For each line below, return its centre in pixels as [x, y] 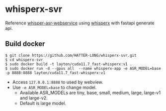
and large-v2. [34, 98]
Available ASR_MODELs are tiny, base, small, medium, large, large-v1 [90, 93]
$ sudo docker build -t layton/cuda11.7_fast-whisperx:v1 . [69, 64]
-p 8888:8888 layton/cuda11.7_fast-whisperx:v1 [55, 73]
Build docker [25, 44]
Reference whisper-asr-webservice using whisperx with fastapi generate [80, 23]
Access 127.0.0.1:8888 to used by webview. [58, 82]
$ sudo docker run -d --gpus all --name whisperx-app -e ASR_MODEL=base [83, 68]
